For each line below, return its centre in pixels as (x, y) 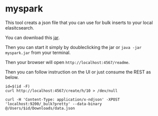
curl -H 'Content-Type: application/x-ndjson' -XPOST (63, 99)
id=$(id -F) (18, 86)
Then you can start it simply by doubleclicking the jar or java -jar (73, 47)
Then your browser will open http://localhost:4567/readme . (67, 62)
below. (12, 77)
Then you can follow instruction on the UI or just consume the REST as (78, 72)
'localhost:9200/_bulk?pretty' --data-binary (53, 104)
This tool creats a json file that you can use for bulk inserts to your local (79, 22)
